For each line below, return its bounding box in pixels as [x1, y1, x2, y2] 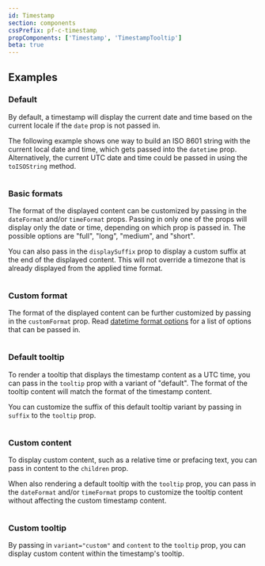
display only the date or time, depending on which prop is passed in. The [8, 223, 246, 232]
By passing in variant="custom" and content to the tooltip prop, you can [8, 541, 247, 550]
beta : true [8, 41, 44, 49]
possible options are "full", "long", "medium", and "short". [8, 231, 195, 241]
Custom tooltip [8, 522, 67, 533]
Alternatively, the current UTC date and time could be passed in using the [8, 152, 248, 163]
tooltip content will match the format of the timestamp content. [8, 386, 212, 396]
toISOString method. [8, 161, 77, 170]
